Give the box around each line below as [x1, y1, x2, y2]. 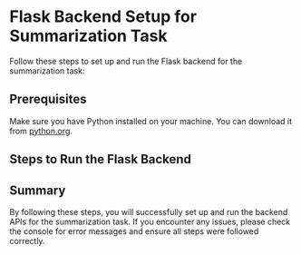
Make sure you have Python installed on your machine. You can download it [9, 115, 293, 126]
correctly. [9, 235, 45, 246]
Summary [9, 182, 66, 198]
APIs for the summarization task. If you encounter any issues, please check [9, 216, 291, 227]
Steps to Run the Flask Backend [9, 152, 192, 167]
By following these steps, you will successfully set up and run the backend [9, 206, 288, 217]
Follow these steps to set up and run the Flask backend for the [9, 55, 243, 66]
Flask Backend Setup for [9, 6, 198, 27]
